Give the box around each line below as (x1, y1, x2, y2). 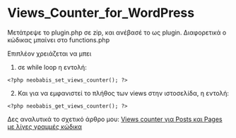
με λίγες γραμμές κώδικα (7, 122, 83, 131)
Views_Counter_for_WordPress (7, 5, 195, 21)
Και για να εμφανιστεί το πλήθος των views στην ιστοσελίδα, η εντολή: (17, 89, 230, 97)
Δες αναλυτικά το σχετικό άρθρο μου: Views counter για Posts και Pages (7, 115, 223, 123)
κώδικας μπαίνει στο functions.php (7, 35, 110, 44)
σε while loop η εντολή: (17, 63, 87, 71)
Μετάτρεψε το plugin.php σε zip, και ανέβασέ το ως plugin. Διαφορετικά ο (7, 28, 227, 37)
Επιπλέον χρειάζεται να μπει (7, 49, 92, 58)
